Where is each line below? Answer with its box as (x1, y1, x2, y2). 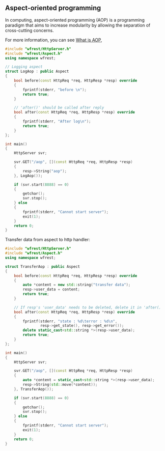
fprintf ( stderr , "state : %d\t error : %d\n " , (23, 319, 118, 324)
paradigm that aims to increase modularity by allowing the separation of (5, 22, 151, 28)
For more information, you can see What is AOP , (5, 37, 102, 43)
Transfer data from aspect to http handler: (5, 237, 90, 243)
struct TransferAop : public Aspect (5, 264, 80, 269)
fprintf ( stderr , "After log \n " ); (23, 119, 91, 124)
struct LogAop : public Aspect (5, 69, 69, 74)
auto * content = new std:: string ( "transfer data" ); (23, 282, 131, 287)
